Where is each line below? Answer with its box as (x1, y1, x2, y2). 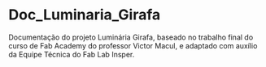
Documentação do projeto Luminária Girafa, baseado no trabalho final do (8, 32, 254, 42)
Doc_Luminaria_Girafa (8, 6, 161, 24)
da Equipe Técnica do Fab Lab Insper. (8, 49, 135, 59)
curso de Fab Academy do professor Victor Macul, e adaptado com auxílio (8, 40, 258, 50)
